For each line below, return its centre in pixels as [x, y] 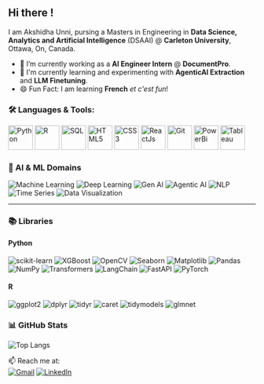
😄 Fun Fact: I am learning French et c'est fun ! [94, 89]
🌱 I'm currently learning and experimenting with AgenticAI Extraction [132, 72]
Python [20, 243]
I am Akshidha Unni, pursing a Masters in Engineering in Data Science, [123, 31]
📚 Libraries [31, 221]
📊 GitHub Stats [38, 325]
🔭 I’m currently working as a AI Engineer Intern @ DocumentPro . [125, 64]
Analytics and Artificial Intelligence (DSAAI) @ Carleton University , [120, 40]
